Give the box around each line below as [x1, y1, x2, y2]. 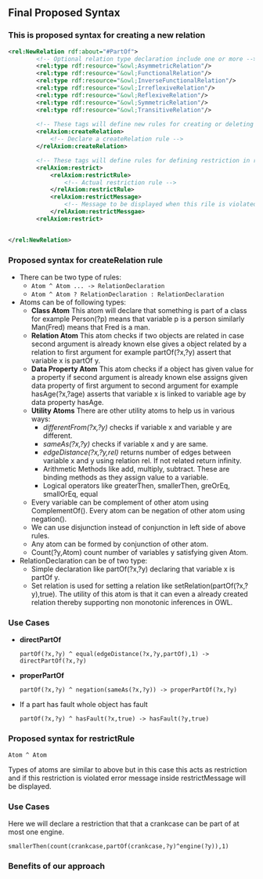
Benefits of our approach [8, 860, 106, 871]
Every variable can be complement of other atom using [31, 498, 209, 507]
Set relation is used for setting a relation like [31, 581, 173, 590]
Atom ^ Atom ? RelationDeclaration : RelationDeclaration [31, 290, 225, 298]
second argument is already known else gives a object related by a [31, 339, 247, 348]
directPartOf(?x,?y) [19, 657, 87, 666]
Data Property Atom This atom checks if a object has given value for [31, 364, 254, 374]
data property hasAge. [31, 397, 104, 407]
